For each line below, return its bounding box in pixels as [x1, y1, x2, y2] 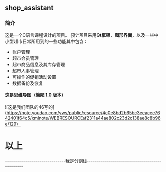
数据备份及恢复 [12, 80, 43, 86]
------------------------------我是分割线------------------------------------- [5, 158, 162, 164]
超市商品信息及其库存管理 [12, 61, 65, 67]
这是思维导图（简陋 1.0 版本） [5, 92, 66, 98]
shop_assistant [5, 4, 54, 12]
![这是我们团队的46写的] [5, 104, 55, 110]
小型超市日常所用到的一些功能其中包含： [5, 38, 88, 44]
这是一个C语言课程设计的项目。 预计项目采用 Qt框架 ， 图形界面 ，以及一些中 [5, 32, 159, 38]
